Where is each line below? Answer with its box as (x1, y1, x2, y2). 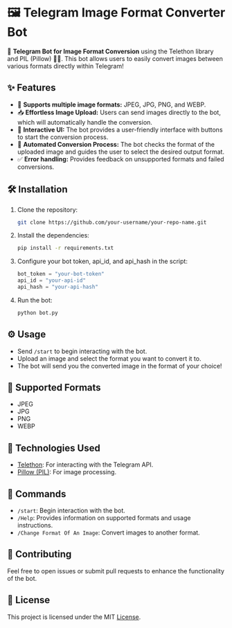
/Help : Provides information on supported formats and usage (17, 514, 191, 522)
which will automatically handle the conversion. (17, 118, 152, 126)
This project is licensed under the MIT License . (7, 613, 141, 621)
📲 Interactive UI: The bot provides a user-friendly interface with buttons (17, 125, 223, 134)
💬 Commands (7, 488, 66, 500)
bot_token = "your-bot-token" (17, 271, 105, 278)
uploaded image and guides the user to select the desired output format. (17, 147, 225, 156)
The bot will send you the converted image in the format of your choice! (17, 361, 222, 370)
